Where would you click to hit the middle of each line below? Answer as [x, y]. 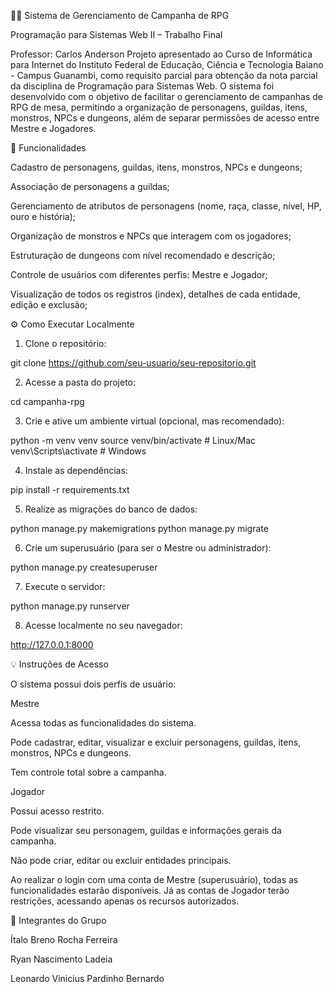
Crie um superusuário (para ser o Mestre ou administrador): [148, 548]
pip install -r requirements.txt [70, 489]
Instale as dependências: [76, 470]
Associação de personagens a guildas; [90, 186]
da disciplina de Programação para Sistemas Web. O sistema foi [142, 86]
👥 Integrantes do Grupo [58, 920]
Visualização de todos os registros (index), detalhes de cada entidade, [155, 294]
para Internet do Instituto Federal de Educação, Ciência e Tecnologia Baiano [167, 64]
